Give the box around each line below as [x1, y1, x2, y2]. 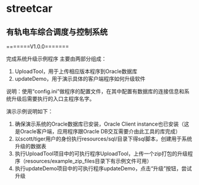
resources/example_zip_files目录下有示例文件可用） [25, 158, 153, 164]
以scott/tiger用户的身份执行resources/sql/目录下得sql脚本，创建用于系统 [14, 135, 192, 142]
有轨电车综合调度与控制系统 [6, 27, 108, 37]
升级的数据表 [14, 143, 46, 149]
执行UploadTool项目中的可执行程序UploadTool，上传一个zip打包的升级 [14, 150, 188, 157]
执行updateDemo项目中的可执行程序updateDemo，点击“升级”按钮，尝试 [14, 165, 192, 172]
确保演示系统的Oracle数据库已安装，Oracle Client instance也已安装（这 [14, 120, 189, 127]
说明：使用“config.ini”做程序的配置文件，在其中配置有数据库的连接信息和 [6, 88, 185, 95]
